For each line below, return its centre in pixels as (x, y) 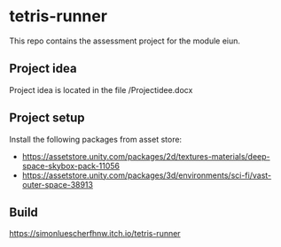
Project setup (47, 118)
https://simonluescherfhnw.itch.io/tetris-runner (95, 234)
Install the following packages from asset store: (96, 139)
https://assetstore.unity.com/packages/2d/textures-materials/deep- (146, 156)
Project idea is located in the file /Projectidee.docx (101, 89)
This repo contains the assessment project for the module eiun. (125, 41)
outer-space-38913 (57, 184)
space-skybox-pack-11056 (71, 166)
